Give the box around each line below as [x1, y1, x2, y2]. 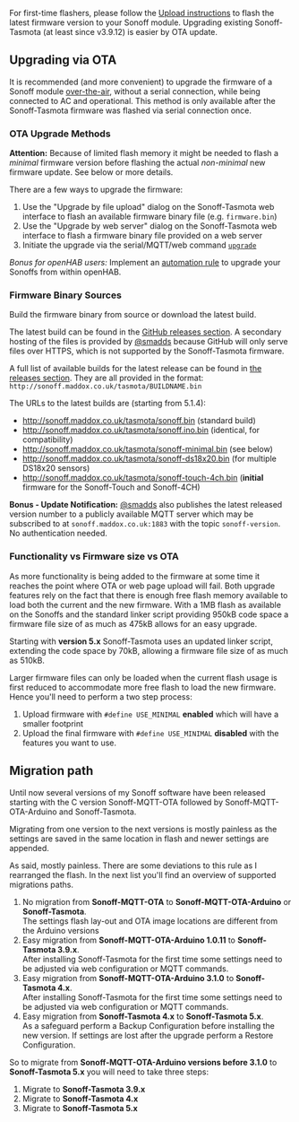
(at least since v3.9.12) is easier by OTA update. [43, 27, 218, 37]
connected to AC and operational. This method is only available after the [9, 95, 276, 106]
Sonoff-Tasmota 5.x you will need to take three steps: [9, 1066, 209, 1077]
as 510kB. [9, 655, 45, 665]
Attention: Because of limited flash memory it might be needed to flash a [9, 148, 279, 159]
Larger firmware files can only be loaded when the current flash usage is [9, 672, 278, 683]
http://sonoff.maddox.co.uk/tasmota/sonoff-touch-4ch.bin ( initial [21, 473, 264, 483]
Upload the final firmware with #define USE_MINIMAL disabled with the [21, 727, 279, 738]
